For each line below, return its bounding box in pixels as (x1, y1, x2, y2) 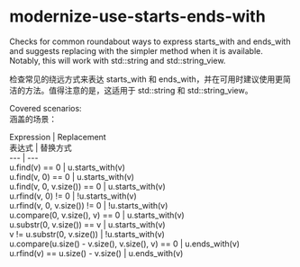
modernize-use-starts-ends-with (9, 6, 266, 27)
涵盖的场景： (9, 113, 57, 124)
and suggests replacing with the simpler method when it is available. (9, 45, 264, 56)
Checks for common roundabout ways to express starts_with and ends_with (9, 36, 291, 47)
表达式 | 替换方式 (9, 142, 72, 153)
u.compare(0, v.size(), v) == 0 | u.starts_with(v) (9, 209, 185, 220)
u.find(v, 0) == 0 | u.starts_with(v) (9, 171, 135, 182)
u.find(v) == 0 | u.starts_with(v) (9, 162, 126, 173)
